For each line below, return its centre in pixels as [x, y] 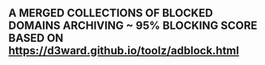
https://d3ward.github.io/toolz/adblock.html [124, 51]
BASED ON [36, 38]
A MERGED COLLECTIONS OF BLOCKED [111, 13]
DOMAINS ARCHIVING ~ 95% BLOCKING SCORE [133, 26]
